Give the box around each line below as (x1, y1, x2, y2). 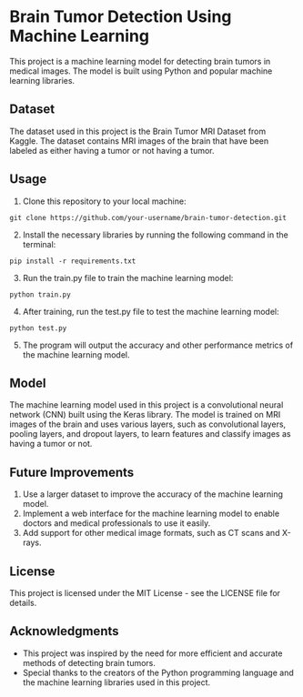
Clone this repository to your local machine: (22, 196, 187, 207)
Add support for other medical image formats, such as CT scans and (22, 528, 280, 539)
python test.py (9, 323, 67, 333)
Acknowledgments (9, 623, 120, 639)
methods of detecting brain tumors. (22, 657, 157, 668)
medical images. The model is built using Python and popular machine (9, 66, 273, 76)
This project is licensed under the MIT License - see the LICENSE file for (9, 588, 280, 598)
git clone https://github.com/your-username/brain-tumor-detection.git (9, 213, 287, 222)
